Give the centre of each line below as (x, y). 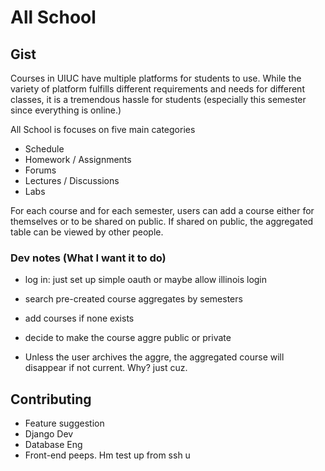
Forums (40, 170)
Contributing (51, 399)
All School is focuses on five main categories (103, 129)
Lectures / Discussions (72, 180)
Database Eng (53, 445)
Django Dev (49, 434)
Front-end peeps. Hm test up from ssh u (107, 455)
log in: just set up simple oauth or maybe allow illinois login (146, 280)
